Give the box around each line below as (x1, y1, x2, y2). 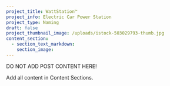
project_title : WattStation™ (6, 8, 78, 15)
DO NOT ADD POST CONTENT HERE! (6, 63, 97, 70)
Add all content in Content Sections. (6, 74, 94, 81)
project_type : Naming (6, 19, 59, 25)
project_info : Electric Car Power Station (6, 14, 112, 20)
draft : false (6, 25, 38, 31)
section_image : (16, 47, 54, 53)
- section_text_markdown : (11, 42, 75, 47)
